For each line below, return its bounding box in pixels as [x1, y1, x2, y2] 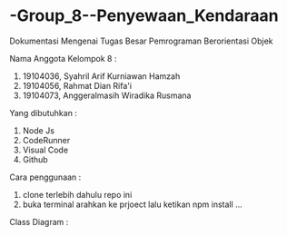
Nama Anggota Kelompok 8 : [9, 53, 117, 64]
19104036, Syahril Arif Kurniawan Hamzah [22, 70, 181, 82]
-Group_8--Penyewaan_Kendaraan [9, 5, 279, 26]
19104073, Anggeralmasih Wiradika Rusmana [22, 90, 192, 101]
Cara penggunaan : [9, 172, 82, 182]
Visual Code [22, 144, 69, 155]
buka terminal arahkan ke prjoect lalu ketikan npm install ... [22, 199, 242, 210]
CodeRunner [22, 134, 71, 145]
